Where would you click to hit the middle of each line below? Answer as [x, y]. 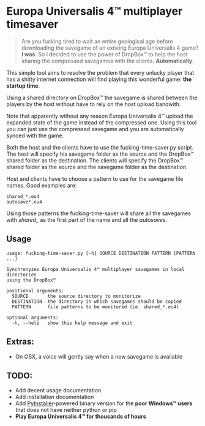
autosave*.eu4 [24, 202]
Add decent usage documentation [58, 390]
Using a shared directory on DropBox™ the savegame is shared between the [102, 97]
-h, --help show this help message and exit [72, 323]
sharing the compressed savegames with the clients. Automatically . [107, 61]
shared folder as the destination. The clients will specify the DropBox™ [95, 160]
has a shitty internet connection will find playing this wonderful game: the [99, 79]
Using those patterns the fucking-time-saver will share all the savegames [99, 213]
